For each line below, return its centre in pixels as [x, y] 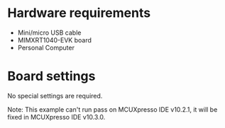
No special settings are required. [55, 95]
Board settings [51, 76]
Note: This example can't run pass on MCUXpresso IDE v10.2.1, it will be [112, 109]
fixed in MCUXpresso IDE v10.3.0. [56, 117]
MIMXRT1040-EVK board [55, 40]
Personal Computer [46, 47]
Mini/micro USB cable [49, 33]
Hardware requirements [79, 13]
